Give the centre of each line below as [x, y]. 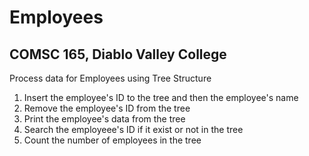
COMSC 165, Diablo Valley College [118, 54]
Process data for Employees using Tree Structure [110, 78]
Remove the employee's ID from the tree [107, 108]
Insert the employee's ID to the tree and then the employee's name [161, 97]
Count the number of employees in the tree [112, 140]
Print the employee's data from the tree [104, 119]
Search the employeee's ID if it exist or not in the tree [133, 129]
